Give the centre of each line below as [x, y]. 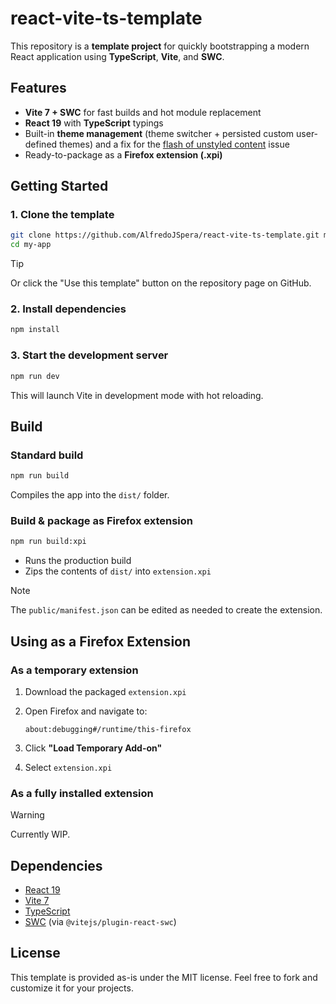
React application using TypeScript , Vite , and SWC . [117, 56]
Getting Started [59, 186]
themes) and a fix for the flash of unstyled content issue [174, 144]
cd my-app [31, 245]
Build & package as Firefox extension [101, 521]
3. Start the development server [89, 355]
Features [38, 88]
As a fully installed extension [82, 793]
